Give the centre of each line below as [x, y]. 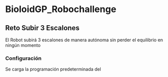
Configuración [24, 58]
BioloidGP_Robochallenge [61, 9]
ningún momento [23, 45]
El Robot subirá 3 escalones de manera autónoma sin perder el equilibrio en [84, 40]
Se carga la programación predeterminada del [53, 69]
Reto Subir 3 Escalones [43, 28]
